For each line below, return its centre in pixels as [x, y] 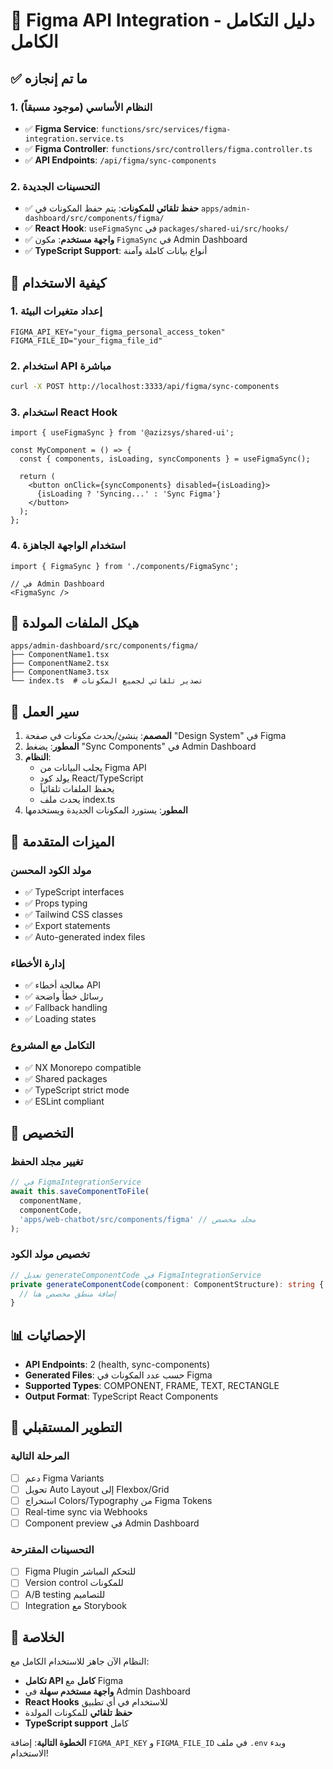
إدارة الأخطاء [37, 963]
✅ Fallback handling [66, 1008]
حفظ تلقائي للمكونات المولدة [78, 1713]
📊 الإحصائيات [48, 1335]
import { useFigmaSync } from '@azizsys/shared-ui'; [122, 433]
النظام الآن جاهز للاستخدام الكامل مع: [80, 1661]
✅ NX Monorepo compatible [83, 1067]
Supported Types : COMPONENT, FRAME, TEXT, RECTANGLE [152, 1386]
